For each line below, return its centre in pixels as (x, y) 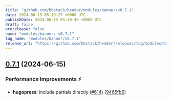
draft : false (19, 24)
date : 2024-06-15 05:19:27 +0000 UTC (46, 15)
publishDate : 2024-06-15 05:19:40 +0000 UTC (53, 19)
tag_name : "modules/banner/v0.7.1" (43, 39)
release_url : (19, 44)
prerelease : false (25, 29)
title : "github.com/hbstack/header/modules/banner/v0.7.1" (70, 10)
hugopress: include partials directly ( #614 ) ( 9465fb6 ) (69, 92)
